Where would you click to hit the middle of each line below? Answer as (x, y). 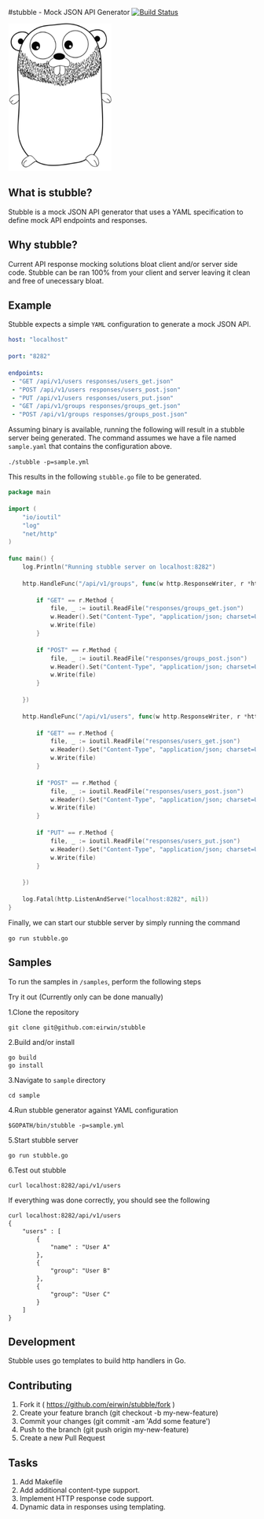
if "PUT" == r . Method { (75, 833)
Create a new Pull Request (62, 1438)
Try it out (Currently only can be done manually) (86, 997)
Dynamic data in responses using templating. (93, 1507)
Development (42, 1342)
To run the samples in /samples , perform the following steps (105, 981)
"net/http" (40, 534)
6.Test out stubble (37, 1170)
